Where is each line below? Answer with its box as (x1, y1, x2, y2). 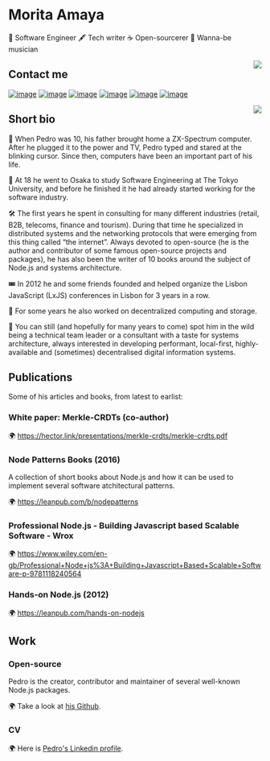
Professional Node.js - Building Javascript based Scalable (8, 519, 239, 531)
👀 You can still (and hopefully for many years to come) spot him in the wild (8, 321, 255, 331)
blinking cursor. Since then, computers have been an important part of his (8, 151, 253, 160)
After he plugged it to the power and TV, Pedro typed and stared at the (8, 143, 243, 152)
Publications (8, 370, 73, 384)
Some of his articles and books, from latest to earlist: (8, 392, 183, 402)
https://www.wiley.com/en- (17, 549, 108, 559)
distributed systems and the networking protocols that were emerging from (8, 228, 257, 238)
